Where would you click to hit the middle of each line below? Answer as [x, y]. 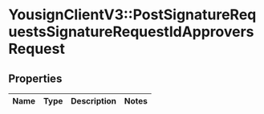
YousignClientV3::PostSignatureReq [132, 15]
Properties [35, 78]
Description [93, 101]
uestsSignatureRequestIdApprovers [131, 32]
